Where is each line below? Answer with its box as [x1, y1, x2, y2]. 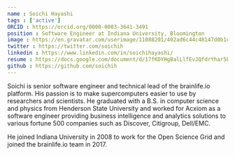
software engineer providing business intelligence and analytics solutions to [7, 112, 226, 120]
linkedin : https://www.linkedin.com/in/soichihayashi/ [7, 50, 173, 57]
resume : [7, 56, 33, 63]
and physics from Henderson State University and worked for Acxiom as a [7, 104, 221, 112]
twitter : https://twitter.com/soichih [7, 43, 124, 50]
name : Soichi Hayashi [7, 10, 73, 18]
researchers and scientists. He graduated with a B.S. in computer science [7, 96, 219, 105]
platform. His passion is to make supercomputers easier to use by [7, 89, 197, 97]
